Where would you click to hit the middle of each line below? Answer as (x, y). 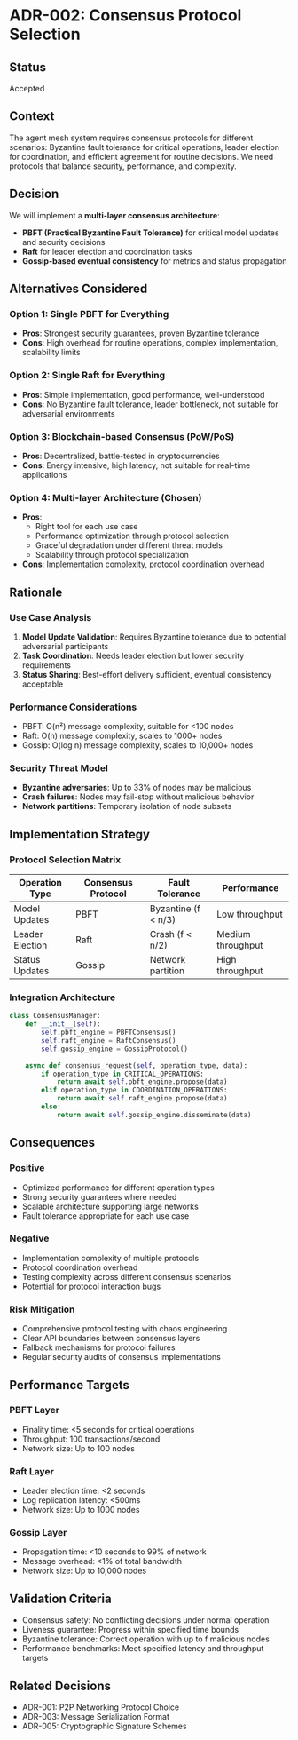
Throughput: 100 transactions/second (91, 1439)
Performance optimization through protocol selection (132, 536)
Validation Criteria (61, 1598)
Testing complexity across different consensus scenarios (126, 1276)
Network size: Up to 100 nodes (78, 1448)
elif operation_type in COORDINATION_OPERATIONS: (134, 1090)
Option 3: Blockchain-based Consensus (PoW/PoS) (122, 436)
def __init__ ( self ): (63, 1024)
